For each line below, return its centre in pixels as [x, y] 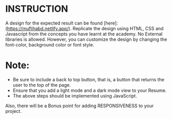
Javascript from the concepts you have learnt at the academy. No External [84, 34]
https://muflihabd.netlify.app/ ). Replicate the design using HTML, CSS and [85, 28]
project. [14, 111]
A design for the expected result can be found [54, 23]
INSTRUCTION [37, 9]
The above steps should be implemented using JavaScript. [75, 96]
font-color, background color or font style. [50, 44]
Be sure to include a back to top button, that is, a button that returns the [88, 79]
